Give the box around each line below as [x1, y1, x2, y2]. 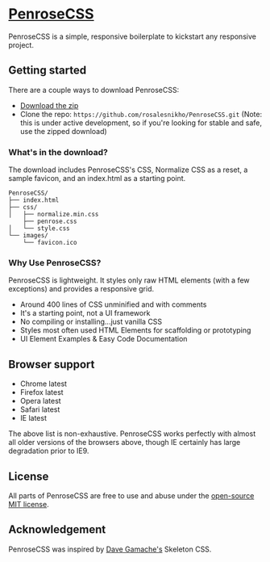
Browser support [8, 357, 95, 371]
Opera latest [19, 396, 62, 406]
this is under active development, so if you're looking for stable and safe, [19, 118, 263, 128]
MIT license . [8, 499, 50, 509]
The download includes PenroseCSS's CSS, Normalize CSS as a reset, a [8, 165, 248, 174]
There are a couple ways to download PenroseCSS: [8, 85, 180, 94]
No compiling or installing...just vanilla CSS [19, 317, 163, 327]
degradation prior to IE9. [8, 446, 89, 456]
